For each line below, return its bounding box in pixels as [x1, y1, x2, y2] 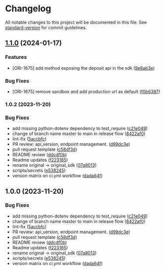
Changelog [5, 3, 51, 14]
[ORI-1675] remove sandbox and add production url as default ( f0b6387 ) [12, 89, 161, 94]
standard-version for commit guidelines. [5, 24, 87, 30]
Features [5, 54, 27, 61]
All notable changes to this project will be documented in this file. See [5, 19, 147, 25]
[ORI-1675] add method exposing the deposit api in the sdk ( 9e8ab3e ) [12, 65, 155, 71]
